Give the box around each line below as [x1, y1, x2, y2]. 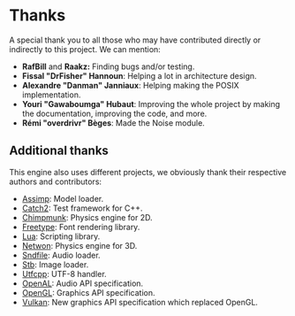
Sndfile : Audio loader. [21, 250, 101, 260]
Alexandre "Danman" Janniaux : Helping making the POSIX [21, 80, 240, 90]
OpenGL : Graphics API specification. [21, 287, 156, 297]
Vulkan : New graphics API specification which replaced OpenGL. [21, 297, 259, 307]
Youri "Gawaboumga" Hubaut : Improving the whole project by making [21, 98, 281, 109]
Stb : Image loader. [21, 258, 89, 270]
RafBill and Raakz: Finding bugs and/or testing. [21, 61, 195, 72]
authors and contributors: [9, 176, 102, 187]
